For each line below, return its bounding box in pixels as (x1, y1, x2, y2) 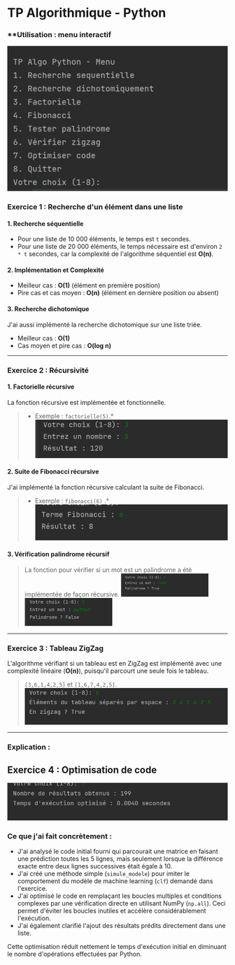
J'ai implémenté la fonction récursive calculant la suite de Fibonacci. (7, 483, 205, 492)
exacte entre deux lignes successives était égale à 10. (17, 862, 173, 871)
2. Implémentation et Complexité (7, 266, 105, 274)
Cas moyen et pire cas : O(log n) (17, 341, 112, 350)
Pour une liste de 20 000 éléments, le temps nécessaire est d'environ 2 (17, 243, 222, 251)
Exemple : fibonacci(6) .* (34, 496, 110, 505)
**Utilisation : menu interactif (7, 30, 112, 40)
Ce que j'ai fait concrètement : (7, 831, 112, 841)
